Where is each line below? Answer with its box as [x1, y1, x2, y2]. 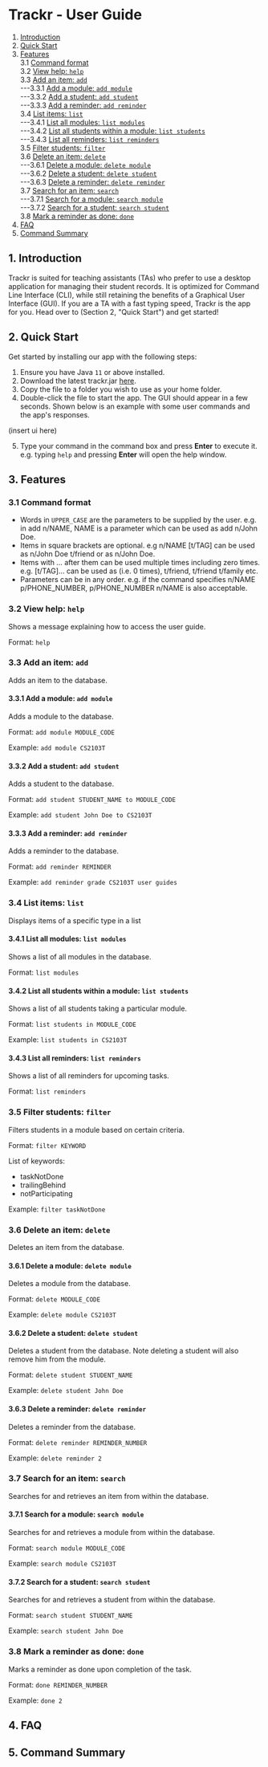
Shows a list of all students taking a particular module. [8, 1004, 187, 1013]
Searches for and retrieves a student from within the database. [8, 1595, 216, 1605]
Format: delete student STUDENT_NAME [8, 1370, 133, 1380]
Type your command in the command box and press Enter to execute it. [19, 441, 258, 450]
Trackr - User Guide [8, 6, 143, 24]
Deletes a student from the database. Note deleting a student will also [8, 1346, 239, 1356]
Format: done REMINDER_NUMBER [8, 1679, 108, 1689]
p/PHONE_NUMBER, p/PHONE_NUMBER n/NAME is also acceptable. [19, 584, 248, 593]
